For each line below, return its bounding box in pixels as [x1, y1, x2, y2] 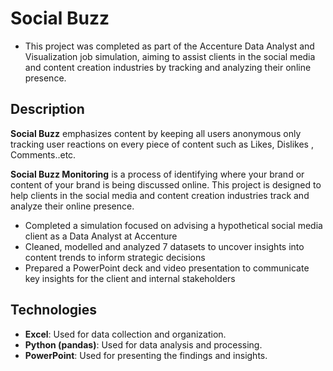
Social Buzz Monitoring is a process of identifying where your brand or [10, 168, 305, 180]
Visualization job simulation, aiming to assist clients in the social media [24, 50, 316, 62]
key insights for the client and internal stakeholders [24, 272, 236, 284]
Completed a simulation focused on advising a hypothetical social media [24, 219, 323, 231]
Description [10, 101, 85, 118]
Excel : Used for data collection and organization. [24, 328, 227, 340]
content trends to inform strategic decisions [24, 251, 206, 263]
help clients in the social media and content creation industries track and [10, 189, 310, 201]
